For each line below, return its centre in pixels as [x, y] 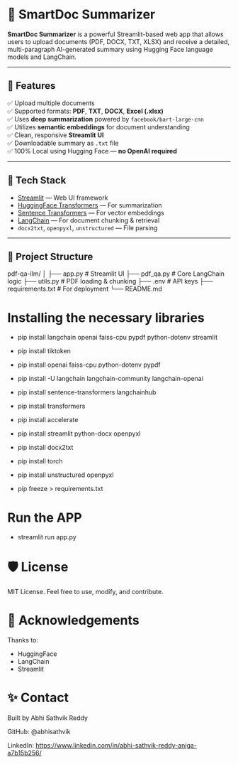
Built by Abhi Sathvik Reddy [48, 718]
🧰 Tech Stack [37, 181]
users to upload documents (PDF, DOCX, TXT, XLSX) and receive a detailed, [119, 41]
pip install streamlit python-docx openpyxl [79, 434]
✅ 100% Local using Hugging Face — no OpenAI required [92, 151]
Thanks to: [23, 640]
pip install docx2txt [45, 448]
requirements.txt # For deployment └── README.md [85, 289]
